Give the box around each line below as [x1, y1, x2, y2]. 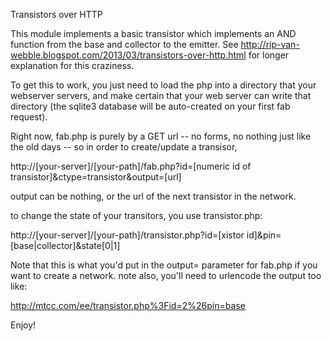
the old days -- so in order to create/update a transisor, [10, 141, 238, 153]
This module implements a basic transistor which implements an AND [10, 28, 297, 39]
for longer [248, 49, 290, 61]
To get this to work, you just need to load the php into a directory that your [10, 79, 317, 91]
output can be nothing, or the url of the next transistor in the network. [10, 190, 297, 202]
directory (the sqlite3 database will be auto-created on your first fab [10, 100, 291, 112]
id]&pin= [246, 229, 282, 241]
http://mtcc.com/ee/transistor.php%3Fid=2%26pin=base [10, 300, 246, 311]
